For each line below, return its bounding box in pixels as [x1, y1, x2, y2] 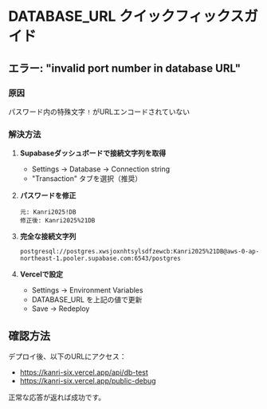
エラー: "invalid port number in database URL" [8, 61, 241, 75]
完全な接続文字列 [19, 232, 77, 242]
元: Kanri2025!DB [19, 208, 77, 216]
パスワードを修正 [19, 191, 77, 200]
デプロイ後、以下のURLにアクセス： [8, 352, 127, 361]
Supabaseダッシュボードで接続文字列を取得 [19, 148, 167, 158]
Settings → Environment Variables [31, 285, 143, 295]
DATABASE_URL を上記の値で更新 [31, 295, 143, 305]
